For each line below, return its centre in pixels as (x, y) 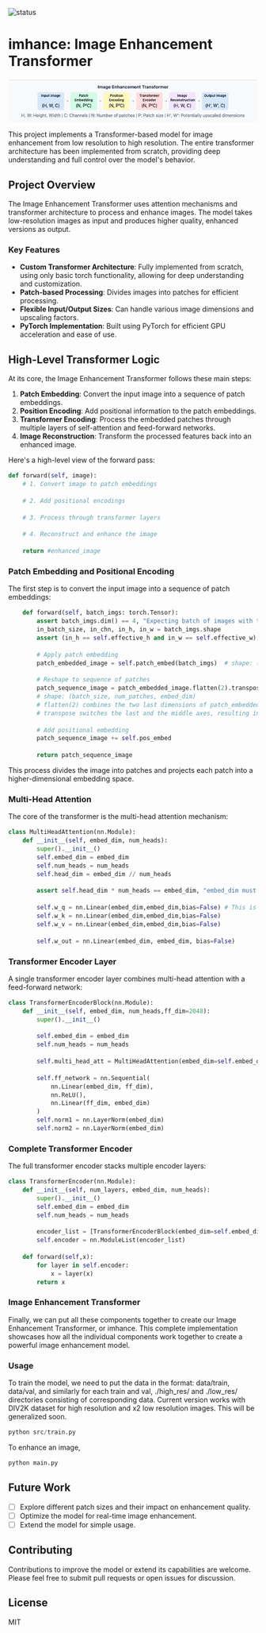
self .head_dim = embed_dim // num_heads (104, 874)
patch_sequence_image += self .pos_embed (104, 739)
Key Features (34, 250)
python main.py (33, 1463)
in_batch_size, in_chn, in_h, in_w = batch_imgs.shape (129, 630)
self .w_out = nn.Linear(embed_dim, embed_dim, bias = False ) (136, 941)
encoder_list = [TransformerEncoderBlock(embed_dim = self (132, 1232)
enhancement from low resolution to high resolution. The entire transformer (131, 143)
